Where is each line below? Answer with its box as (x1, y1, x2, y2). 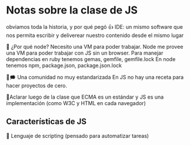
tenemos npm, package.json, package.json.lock (6, 62, 122, 69)
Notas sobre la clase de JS (6, 4, 138, 17)
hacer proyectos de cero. (6, 82, 68, 89)
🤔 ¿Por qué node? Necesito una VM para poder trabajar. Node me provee (6, 43, 184, 50)
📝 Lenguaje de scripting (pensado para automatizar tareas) (6, 132, 149, 139)
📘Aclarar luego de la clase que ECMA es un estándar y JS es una (6, 93, 164, 100)
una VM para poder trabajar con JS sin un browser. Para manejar (6, 49, 164, 56)
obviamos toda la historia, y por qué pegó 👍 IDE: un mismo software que (6, 23, 184, 30)
